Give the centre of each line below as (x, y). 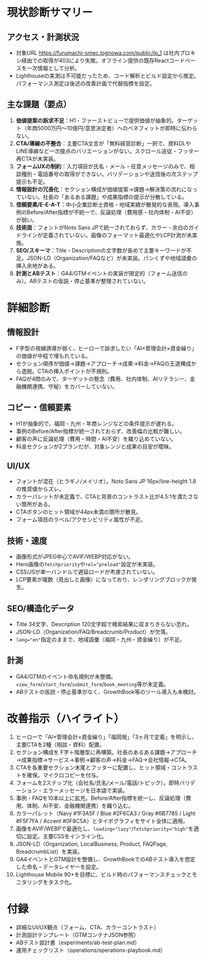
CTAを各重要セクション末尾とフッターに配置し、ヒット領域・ (94, 767)
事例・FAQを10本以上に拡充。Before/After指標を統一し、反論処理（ (101, 798)
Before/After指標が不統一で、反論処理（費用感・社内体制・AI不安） (112, 212)
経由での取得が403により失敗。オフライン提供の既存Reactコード (103, 61)
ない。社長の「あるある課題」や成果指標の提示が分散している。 (107, 197)
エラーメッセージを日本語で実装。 (85, 790)
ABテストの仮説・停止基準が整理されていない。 (89, 281)
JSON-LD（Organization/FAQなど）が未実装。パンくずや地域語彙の (112, 258)
